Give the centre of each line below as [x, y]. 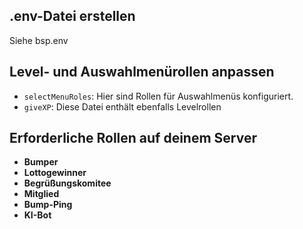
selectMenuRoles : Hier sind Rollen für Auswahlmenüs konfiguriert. [158, 96]
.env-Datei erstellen [72, 16]
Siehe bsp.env [39, 40]
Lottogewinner [55, 173]
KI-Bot [37, 215]
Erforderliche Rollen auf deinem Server [133, 138]
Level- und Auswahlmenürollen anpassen [142, 72]
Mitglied [41, 194]
